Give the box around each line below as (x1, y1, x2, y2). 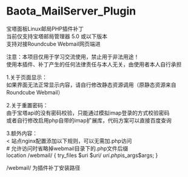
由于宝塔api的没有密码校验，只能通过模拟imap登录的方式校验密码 (6, 109, 170, 116)
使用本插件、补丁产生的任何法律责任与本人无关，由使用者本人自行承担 (6, 61, 182, 68)
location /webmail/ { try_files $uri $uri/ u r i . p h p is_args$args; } (6, 152, 158, 159)
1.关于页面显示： (6, 73, 47, 81)
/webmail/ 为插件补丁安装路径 (6, 164, 81, 171)
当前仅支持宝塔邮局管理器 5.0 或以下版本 (6, 32, 108, 40)
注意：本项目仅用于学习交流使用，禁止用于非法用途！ (6, 53, 139, 60)
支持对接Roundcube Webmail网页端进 (6, 40, 101, 47)
